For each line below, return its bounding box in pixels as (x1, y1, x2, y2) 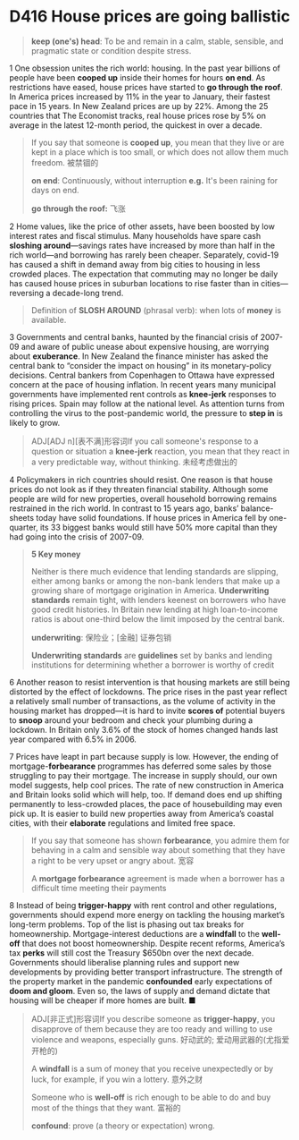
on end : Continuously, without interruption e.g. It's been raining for (30, 174, 278, 185)
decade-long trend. (52, 287, 124, 298)
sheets (9, 512, 34, 523)
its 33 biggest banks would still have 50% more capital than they (39, 522, 278, 532)
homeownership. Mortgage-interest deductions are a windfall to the (9, 928, 261, 939)
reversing (9, 287, 45, 298)
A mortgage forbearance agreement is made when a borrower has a (30, 872, 286, 883)
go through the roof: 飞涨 (30, 203, 127, 214)
